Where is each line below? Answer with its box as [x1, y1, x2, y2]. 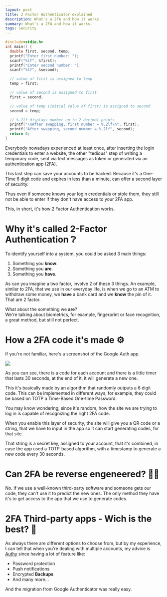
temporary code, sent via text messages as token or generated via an [5, 155, 148, 161]
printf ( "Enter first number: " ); [9, 53, 79, 58]
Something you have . [12, 271, 56, 277]
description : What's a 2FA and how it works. [5, 16, 101, 21]
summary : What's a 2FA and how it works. [5, 21, 93, 26]
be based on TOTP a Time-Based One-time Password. [5, 395, 117, 401]
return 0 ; [9, 131, 30, 136]
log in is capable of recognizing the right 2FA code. [5, 410, 110, 416]
